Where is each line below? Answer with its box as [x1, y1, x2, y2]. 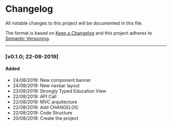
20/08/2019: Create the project [12, 115, 78, 121]
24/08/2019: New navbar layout [12, 82, 80, 89]
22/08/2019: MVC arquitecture [12, 99, 77, 105]
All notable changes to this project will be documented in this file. [5, 20, 143, 26]
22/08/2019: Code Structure [12, 110, 73, 116]
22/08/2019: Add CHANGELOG [12, 104, 78, 111]
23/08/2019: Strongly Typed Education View [12, 88, 106, 94]
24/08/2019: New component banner [12, 77, 91, 83]
